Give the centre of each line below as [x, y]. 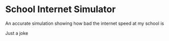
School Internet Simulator [61, 9]
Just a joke [17, 33]
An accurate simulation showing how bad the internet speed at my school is [85, 23]
